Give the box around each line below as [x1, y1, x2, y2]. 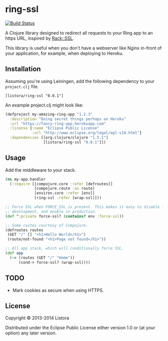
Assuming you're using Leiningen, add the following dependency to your [5, 78, 155, 84]
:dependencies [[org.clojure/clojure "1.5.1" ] [9, 135, 108, 140]
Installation [5, 65, 41, 73]
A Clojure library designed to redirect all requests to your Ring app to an [5, 30, 153, 36]
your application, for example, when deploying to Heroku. [5, 50, 123, 56]
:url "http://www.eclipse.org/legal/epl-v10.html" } [31, 131, 142, 136]
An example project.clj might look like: [5, 102, 83, 108]
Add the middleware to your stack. [5, 167, 76, 173]
